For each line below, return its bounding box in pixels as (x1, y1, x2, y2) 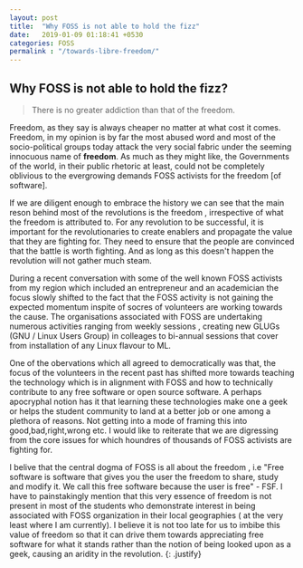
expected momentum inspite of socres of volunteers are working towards (9, 301, 283, 313)
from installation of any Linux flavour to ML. (9, 340, 172, 351)
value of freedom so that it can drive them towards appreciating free (9, 529, 264, 540)
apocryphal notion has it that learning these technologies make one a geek (9, 396, 288, 407)
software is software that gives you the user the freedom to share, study (9, 471, 279, 482)
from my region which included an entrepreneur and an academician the (9, 282, 279, 293)
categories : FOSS (9, 38, 75, 48)
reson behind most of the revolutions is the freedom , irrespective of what (9, 207, 284, 217)
